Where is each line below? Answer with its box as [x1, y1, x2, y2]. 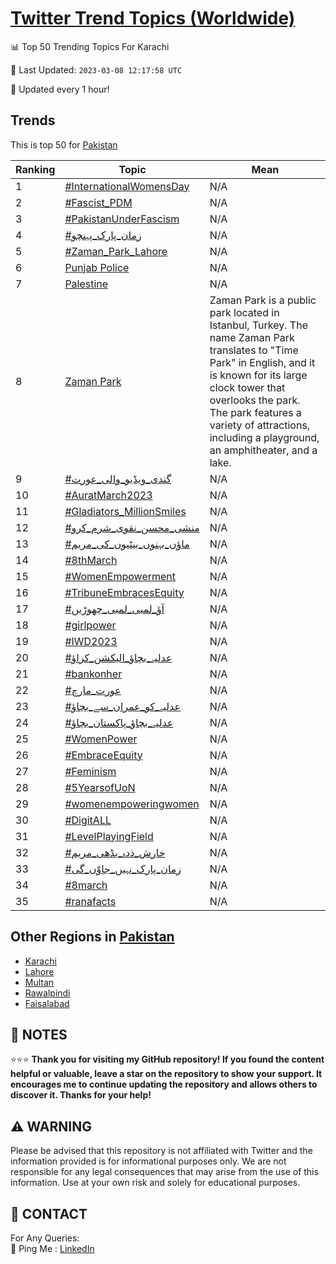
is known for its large [209, 368, 308, 382]
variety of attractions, [209, 418, 311, 432]
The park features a [209, 405, 302, 419]
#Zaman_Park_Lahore [64, 244, 168, 258]
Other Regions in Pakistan [10, 928, 175, 946]
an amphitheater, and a [209, 443, 318, 457]
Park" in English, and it [209, 355, 316, 369]
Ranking [15, 162, 56, 176]
